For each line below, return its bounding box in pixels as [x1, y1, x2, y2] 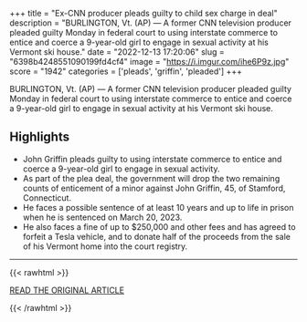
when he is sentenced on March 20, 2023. [22, 212, 183, 223]
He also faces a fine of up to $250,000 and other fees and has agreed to [22, 221, 296, 232]
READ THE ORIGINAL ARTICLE [9, 285, 125, 296]
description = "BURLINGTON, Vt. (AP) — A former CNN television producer [9, 17, 292, 28]
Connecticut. [22, 192, 71, 203]
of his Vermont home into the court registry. [22, 241, 188, 252]
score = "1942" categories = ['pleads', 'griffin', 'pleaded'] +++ [9, 66, 243, 77]
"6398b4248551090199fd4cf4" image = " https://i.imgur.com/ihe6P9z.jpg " [9, 57, 290, 67]
